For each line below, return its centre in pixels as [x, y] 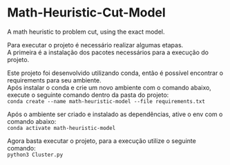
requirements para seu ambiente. [54, 80]
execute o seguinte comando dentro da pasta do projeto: [88, 95]
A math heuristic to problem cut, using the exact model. [86, 32]
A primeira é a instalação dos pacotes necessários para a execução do [108, 52]
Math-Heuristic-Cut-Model [86, 13]
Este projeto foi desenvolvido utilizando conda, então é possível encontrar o [115, 73]
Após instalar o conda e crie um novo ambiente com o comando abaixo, [109, 87]
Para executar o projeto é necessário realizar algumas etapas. [95, 45]
